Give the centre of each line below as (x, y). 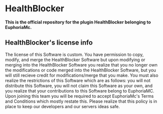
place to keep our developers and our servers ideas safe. (62, 106)
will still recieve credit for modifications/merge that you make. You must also (82, 75)
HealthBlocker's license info (49, 43)
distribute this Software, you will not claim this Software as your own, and (79, 86)
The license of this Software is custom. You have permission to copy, (74, 54)
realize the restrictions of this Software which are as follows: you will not (78, 80)
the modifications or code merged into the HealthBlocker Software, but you (81, 70)
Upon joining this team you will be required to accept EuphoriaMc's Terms (79, 96)
